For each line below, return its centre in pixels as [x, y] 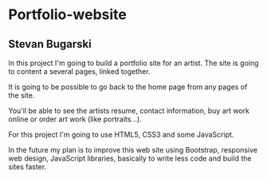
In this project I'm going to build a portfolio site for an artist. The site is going [133, 63]
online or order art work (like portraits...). [75, 119]
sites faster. [27, 167]
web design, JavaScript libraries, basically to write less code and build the [130, 158]
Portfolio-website [68, 15]
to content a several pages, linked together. [79, 72]
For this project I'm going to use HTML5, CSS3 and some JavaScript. [121, 134]
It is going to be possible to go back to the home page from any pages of [128, 87]
